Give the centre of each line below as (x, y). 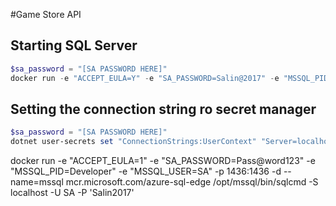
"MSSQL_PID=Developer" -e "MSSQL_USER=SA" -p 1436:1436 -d (146, 171)
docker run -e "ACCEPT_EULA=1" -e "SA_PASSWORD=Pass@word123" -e (163, 161)
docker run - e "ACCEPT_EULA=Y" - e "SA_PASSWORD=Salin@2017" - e (145, 78)
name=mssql (37, 182)
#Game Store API (46, 14)
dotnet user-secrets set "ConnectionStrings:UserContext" (133, 142)
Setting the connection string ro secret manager (163, 109)
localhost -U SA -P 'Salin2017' (72, 193)
